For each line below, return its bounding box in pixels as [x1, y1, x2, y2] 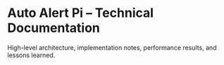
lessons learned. [7, 51, 56, 59]
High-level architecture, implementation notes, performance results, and [7, 43, 217, 52]
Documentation [7, 20, 101, 36]
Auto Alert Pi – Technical [7, 5, 154, 21]
